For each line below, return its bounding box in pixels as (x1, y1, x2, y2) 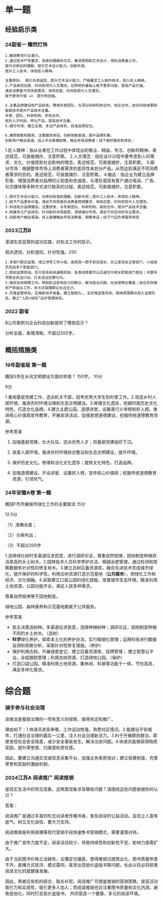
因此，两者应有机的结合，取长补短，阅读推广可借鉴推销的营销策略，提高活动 (5, 879, 158, 885)
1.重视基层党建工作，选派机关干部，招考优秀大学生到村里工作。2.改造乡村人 (5, 394, 157, 400)
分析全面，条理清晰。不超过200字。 (5, 330, 77, 336)
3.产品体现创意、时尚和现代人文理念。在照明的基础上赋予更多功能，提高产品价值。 (5, 83, 147, 88)
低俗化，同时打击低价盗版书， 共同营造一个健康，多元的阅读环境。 (9, 891, 142, 897)
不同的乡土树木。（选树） (12, 630, 62, 636)
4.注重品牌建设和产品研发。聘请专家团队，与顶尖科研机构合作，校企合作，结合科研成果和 (5, 103, 158, 108)
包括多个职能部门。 (8, 265, 41, 270)
